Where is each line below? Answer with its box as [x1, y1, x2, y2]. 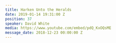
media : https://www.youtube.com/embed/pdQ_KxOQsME [5, 26, 112, 31]
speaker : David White [5, 21, 50, 26]
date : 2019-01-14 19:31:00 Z [5, 12, 65, 17]
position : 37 [5, 16, 32, 21]
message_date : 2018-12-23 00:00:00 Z [5, 30, 83, 35]
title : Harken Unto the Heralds [5, 7, 72, 12]
